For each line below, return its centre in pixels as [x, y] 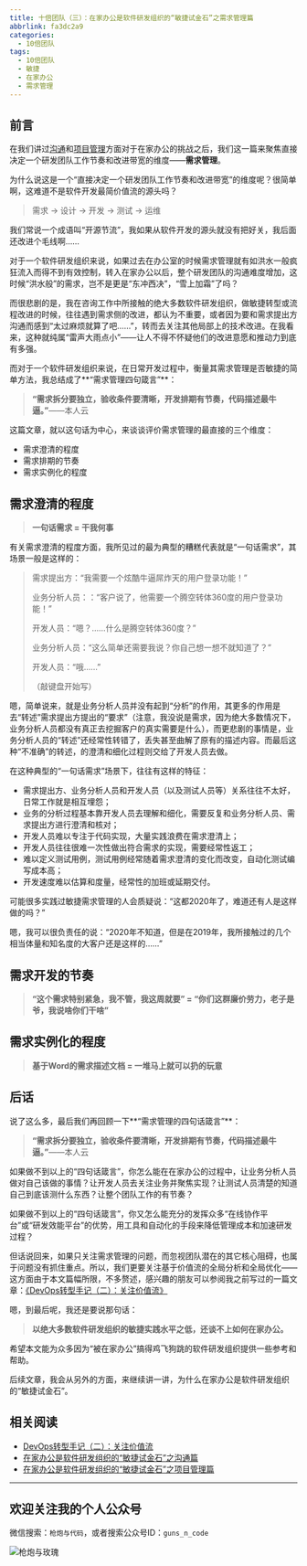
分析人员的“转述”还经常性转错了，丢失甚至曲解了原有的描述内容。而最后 [153, 740]
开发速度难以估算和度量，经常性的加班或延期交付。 [119, 882]
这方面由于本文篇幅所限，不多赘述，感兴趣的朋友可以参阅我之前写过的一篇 [149, 1278]
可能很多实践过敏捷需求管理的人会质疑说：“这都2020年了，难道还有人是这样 [153, 901]
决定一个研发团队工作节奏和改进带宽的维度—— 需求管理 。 [117, 160]
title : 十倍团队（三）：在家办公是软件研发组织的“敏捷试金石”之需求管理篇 [132, 18]
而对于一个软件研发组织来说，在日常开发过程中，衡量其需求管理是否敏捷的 [149, 368]
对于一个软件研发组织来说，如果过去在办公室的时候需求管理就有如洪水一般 [149, 261]
